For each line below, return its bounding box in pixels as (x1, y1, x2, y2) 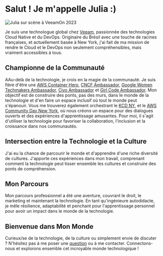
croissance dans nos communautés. (5, 123, 78, 129)
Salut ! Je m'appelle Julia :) (5, 3, 117, 15)
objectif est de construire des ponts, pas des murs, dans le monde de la (5, 92, 149, 98)
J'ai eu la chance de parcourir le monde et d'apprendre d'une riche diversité (5, 150, 158, 156)
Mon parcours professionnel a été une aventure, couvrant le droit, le (5, 193, 142, 199)
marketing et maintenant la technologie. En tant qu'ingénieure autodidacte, (5, 198, 155, 204)
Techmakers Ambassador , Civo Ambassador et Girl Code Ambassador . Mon (5, 87, 157, 93)
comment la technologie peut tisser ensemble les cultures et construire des (5, 161, 157, 166)
